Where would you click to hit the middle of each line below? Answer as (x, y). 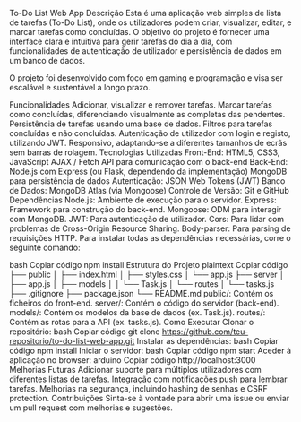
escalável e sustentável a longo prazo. (80, 87)
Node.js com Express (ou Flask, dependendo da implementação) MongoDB (148, 171)
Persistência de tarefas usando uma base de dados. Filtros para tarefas (141, 124)
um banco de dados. (47, 60)
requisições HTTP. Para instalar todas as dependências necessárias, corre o (150, 238)
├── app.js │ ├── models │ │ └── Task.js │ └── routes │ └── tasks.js (142, 284)
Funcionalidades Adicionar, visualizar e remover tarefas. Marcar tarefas (141, 105)
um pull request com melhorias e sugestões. (91, 408)
